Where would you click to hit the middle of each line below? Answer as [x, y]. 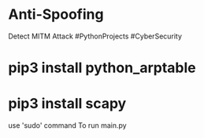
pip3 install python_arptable [102, 68]
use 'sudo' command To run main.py [68, 125]
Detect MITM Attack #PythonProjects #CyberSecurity [95, 36]
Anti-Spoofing [56, 15]
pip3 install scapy [67, 104]
